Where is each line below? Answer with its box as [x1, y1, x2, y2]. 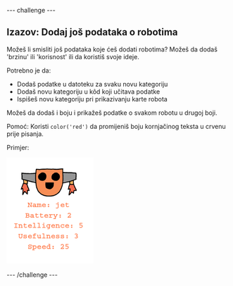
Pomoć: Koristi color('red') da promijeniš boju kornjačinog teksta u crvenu [6, 122, 226, 130]
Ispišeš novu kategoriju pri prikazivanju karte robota [16, 94, 168, 103]
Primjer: [6, 143, 30, 151]
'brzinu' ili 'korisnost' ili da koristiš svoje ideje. [6, 52, 140, 61]
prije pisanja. [6, 130, 44, 138]
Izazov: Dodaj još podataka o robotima [6, 26, 178, 38]
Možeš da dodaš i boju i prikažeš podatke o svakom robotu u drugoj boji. [6, 108, 218, 117]
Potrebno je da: [6, 66, 51, 75]
